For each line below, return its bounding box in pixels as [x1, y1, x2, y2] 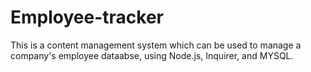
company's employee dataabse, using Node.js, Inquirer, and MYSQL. [10, 49, 294, 61]
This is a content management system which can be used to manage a [10, 39, 302, 51]
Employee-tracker [10, 6, 164, 29]
